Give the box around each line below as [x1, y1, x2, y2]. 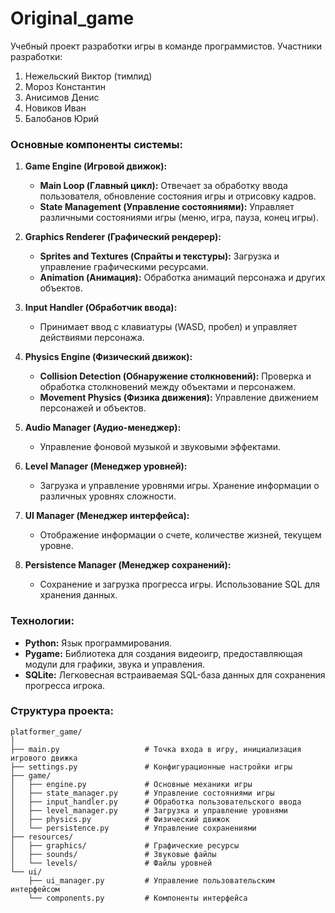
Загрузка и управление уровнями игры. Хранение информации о [39, 480, 320, 492]
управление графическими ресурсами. [39, 261, 209, 273]
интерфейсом [10, 884, 60, 894]
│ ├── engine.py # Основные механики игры [10, 779, 253, 789]
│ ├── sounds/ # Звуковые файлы [10, 849, 217, 859]
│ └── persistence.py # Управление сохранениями [10, 823, 257, 833]
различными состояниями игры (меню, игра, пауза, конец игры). [39, 212, 319, 224]
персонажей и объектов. [39, 402, 147, 414]
